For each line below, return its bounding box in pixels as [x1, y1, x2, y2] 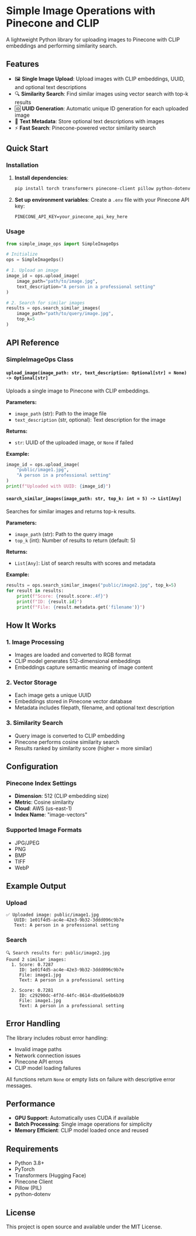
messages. [6, 1082, 33, 1089]
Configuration [6, 761, 59, 772]
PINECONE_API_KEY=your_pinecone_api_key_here [14, 214, 128, 220]
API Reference [6, 338, 60, 348]
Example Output [6, 881, 66, 891]
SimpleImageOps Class [6, 355, 74, 364]
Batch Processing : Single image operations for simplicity [14, 1120, 153, 1127]
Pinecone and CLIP [6, 16, 99, 30]
